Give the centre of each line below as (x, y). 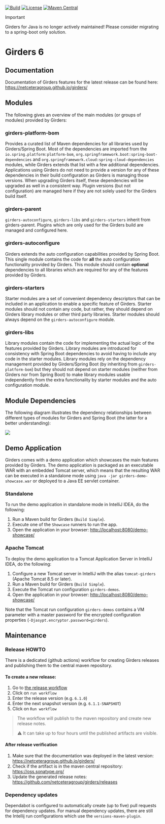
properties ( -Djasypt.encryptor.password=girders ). (57, 620)
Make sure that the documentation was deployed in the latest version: (83, 755)
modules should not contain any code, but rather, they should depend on (79, 309)
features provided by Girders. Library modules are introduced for (71, 348)
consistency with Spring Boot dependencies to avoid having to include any (81, 354)
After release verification (31, 745)
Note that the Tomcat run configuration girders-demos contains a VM (75, 609)
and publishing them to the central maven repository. (59, 666)
